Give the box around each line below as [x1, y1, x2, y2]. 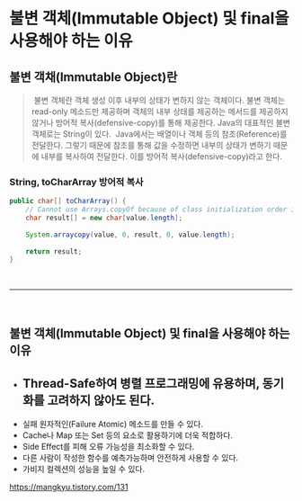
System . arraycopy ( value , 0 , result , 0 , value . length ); [25, 230, 235, 239]
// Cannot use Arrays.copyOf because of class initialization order [25, 205, 288, 214]
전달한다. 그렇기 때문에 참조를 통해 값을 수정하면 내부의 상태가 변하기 [31, 140, 271, 150]
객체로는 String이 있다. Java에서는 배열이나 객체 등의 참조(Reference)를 [31, 129, 288, 139]
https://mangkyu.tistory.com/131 [9, 481, 129, 492]
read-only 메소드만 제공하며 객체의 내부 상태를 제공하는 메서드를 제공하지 [31, 106, 289, 117]
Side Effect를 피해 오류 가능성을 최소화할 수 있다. [22, 441, 195, 452]
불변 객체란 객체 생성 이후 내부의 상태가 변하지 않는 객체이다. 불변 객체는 [33, 95, 286, 105]
